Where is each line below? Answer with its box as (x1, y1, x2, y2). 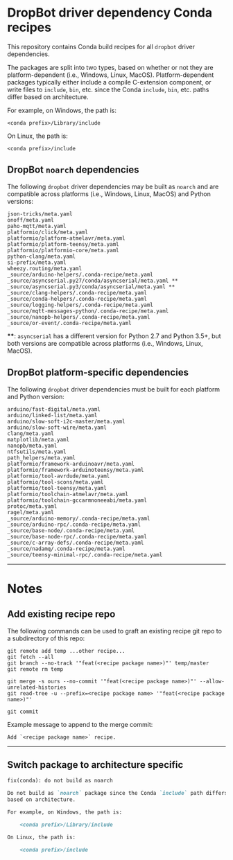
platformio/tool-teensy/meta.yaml (7, 484, 107, 491)
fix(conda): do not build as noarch (7, 778, 113, 784)
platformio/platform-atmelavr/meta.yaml (7, 234, 126, 242)
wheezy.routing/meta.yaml (7, 265, 82, 272)
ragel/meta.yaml (7, 509, 54, 516)
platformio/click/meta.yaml (7, 229, 89, 236)
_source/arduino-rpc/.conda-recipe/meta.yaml (7, 521, 141, 528)
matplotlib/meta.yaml (7, 436, 70, 443)
